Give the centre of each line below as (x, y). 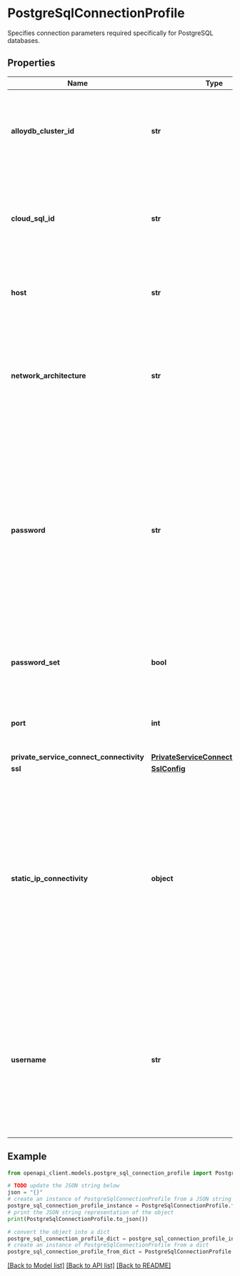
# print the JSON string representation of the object (91, 1212)
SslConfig (168, 768)
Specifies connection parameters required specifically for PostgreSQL (110, 33)
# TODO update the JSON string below (64, 1186)
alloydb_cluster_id (43, 131)
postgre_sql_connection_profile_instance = (73, 1206)
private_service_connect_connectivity (77, 757)
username (29, 1060)
